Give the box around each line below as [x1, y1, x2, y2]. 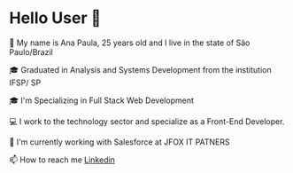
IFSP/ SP [9, 77, 42, 88]
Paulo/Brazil [9, 46, 53, 57]
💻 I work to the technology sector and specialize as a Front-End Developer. [9, 115, 285, 127]
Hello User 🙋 [9, 8, 102, 28]
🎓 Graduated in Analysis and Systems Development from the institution [9, 64, 272, 75]
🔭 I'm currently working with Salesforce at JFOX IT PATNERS [9, 137, 230, 147]
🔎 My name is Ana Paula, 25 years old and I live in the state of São [9, 37, 251, 48]
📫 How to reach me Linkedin [9, 154, 115, 165]
